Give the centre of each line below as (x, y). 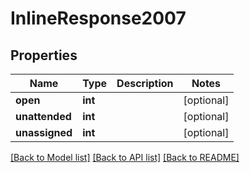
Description (145, 83)
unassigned (44, 132)
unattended (43, 116)
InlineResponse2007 (98, 18)
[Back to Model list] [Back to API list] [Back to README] (125, 157)
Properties (44, 55)
